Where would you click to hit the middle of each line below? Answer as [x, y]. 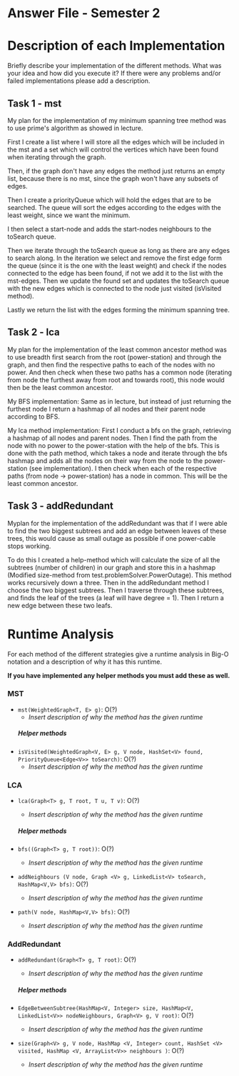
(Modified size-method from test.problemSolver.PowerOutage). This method [119, 575]
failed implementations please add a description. [79, 81]
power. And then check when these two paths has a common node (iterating [120, 372]
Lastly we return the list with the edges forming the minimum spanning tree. [118, 309]
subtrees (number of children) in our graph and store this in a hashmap [112, 567]
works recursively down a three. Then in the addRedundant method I [108, 582]
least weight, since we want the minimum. [69, 215]
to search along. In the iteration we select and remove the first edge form [115, 258]
